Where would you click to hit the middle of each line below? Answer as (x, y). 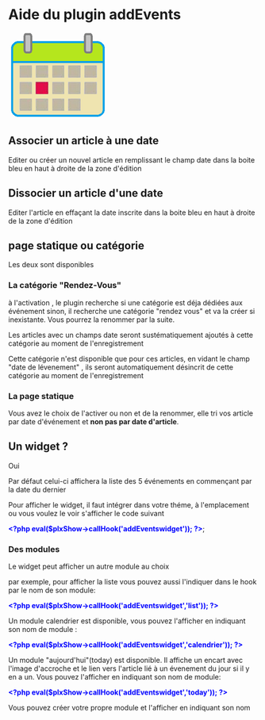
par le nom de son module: (52, 590)
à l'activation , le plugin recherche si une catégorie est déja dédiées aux (126, 302)
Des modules (34, 549)
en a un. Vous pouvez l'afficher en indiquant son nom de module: (115, 677)
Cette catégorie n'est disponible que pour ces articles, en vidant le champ (129, 358)
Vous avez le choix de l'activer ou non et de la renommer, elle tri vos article (131, 413)
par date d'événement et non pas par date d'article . (94, 421)
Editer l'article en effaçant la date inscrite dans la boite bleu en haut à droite (132, 213)
